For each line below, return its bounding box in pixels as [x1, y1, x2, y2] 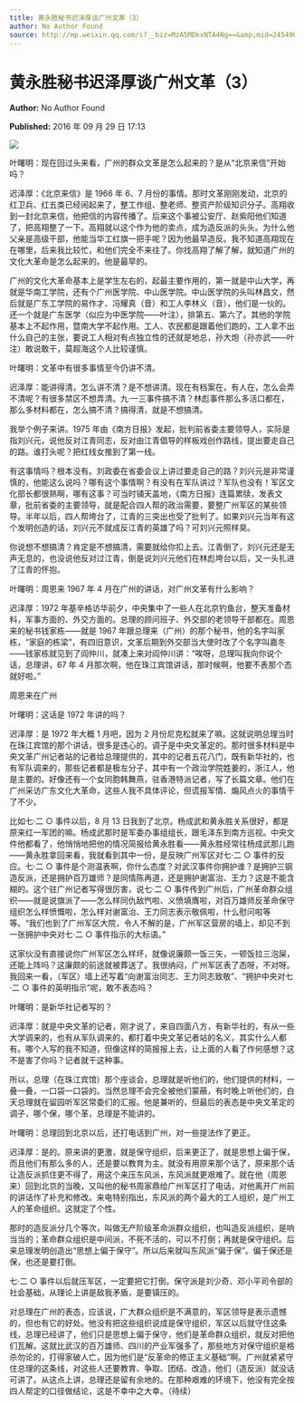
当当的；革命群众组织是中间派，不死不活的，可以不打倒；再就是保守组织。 [9, 1234, 287, 1245]
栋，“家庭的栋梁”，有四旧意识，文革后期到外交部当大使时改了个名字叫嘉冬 [9, 636, 287, 648]
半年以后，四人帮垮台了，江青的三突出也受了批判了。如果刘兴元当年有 [24, 511, 287, 522]
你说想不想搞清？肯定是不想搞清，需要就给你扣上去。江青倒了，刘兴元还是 [9, 541, 287, 553]
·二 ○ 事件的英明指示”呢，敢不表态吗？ [9, 983, 154, 993]
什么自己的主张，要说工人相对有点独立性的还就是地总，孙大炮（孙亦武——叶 [9, 332, 295, 343]
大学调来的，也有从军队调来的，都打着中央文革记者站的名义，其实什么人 [9, 1032, 279, 1043]
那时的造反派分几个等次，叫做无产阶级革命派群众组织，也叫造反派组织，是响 [9, 1223, 295, 1234]
